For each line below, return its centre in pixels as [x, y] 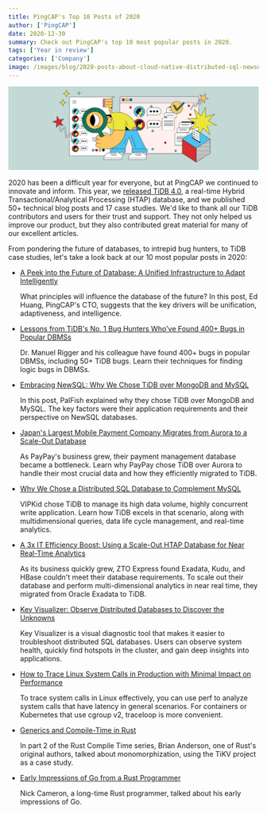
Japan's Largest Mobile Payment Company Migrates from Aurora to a [133, 432]
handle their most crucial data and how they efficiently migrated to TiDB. [138, 473]
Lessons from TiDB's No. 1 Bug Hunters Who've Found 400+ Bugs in [132, 328]
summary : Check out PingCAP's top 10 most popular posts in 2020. [120, 42]
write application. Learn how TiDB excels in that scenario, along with [132, 512]
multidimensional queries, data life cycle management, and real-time [132, 521]
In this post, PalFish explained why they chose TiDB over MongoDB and [137, 400]
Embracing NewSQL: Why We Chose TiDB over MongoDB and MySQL [134, 385]
